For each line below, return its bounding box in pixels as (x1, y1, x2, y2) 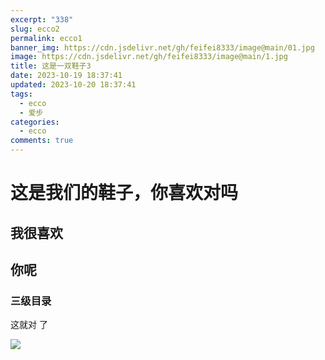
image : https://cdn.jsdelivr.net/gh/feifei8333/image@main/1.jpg (10, 52, 288, 62)
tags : (10, 89, 33, 99)
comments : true (10, 136, 74, 146)
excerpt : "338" (10, 14, 74, 25)
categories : (10, 117, 60, 127)
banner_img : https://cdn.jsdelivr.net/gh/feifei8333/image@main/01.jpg (10, 42, 315, 53)
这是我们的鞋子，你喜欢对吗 (10, 182, 239, 205)
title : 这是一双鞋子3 (10, 61, 92, 71)
